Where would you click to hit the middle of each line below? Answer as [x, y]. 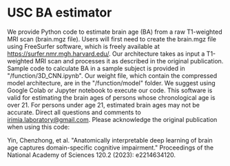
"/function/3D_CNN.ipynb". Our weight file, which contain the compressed [112, 75]
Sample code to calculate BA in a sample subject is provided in [96, 68]
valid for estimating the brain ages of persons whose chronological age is [111, 97]
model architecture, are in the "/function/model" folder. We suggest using [111, 83]
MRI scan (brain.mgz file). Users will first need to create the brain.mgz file [112, 39]
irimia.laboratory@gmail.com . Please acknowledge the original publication [112, 119]
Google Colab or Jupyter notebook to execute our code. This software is [110, 90]
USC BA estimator [60, 13]
